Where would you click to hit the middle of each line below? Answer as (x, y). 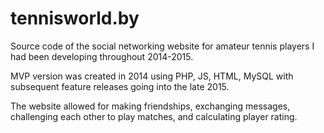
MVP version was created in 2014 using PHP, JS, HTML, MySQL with (152, 76)
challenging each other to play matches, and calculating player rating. (154, 116)
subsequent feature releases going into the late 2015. (120, 86)
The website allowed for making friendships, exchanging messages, (150, 106)
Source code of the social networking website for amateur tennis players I (162, 46)
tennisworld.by (75, 18)
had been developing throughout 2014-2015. (102, 56)
